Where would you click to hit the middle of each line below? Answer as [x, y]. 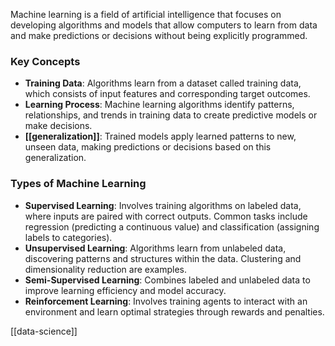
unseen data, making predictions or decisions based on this [148, 147]
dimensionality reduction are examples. [105, 269]
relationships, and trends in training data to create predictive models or [171, 115]
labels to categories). [68, 237]
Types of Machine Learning [78, 184]
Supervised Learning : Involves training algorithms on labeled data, [163, 205]
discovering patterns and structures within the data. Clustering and [163, 258]
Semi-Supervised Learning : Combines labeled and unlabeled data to [167, 280]
